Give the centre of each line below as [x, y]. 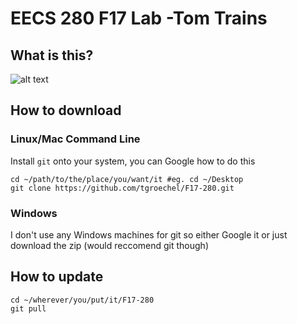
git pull [28, 308]
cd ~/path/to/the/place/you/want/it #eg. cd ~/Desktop [127, 179]
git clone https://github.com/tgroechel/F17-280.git [122, 188]
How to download [66, 110]
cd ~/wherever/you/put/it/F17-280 [82, 300]
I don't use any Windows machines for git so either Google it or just [149, 234]
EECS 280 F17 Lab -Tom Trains [139, 18]
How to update [57, 277]
